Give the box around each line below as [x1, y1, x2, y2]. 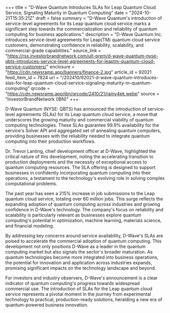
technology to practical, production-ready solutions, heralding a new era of [5, 297, 162, 302]
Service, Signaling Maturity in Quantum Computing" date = [5, 10, 128, 16]
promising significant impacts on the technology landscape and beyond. [5, 265, 156, 271]
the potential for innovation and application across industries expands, [5, 260, 152, 266]
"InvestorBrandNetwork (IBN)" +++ [5, 96, 79, 102]
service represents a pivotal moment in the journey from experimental [5, 291, 151, 297]
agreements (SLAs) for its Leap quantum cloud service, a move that [16, 111, 158, 117]
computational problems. [5, 180, 57, 186]
